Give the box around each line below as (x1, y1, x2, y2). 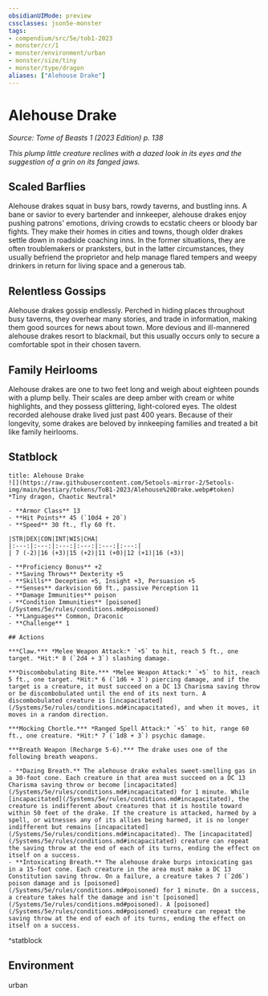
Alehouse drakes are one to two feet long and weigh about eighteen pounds (8, 385, 259, 394)
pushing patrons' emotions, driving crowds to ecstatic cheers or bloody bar (8, 218, 258, 228)
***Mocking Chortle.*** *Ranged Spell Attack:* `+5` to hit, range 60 (8, 725, 250, 733)
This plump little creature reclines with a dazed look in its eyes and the (8, 148, 242, 157)
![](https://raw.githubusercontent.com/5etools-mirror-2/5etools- (8, 479, 235, 487)
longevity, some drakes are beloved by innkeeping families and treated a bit (8, 418, 258, 428)
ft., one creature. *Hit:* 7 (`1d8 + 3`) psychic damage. (8, 732, 206, 740)
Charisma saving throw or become (8, 781, 120, 789)
